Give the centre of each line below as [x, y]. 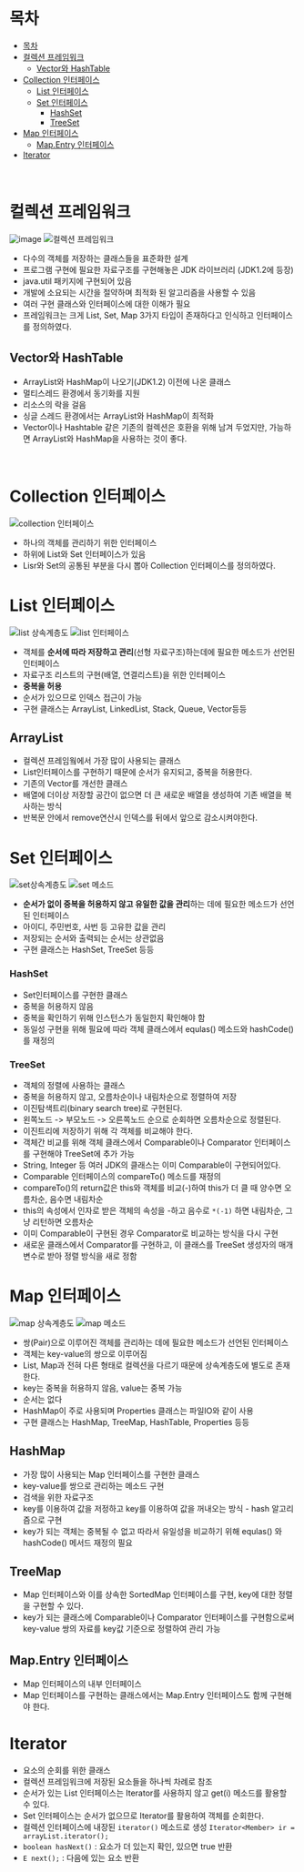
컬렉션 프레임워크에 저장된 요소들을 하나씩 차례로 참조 [117, 1782]
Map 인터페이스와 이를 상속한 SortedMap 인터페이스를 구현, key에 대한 [149, 1594]
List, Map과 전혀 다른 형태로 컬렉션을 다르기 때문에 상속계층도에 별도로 [148, 1365]
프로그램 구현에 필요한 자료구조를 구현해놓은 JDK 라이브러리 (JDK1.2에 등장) [158, 269]
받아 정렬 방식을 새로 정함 [92, 1256]
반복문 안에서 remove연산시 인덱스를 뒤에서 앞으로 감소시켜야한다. [140, 818]
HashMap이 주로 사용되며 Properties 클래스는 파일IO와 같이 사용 [138, 1411]
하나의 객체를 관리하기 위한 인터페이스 [90, 542]
